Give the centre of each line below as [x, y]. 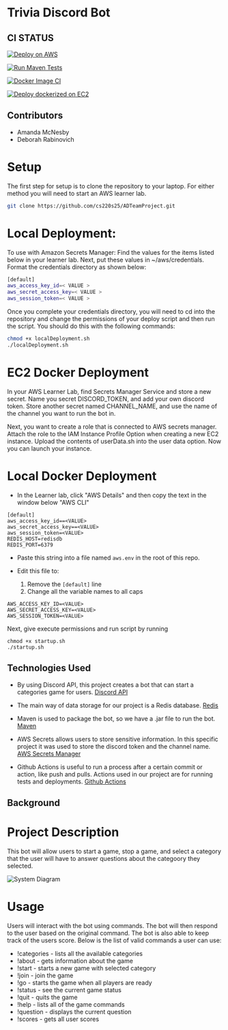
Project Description [63, 832]
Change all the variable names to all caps [85, 591]
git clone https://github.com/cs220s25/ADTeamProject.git [91, 206]
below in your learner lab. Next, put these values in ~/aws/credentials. [106, 260]
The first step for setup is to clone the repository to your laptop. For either [111, 186]
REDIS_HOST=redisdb [35, 539]
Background [33, 803]
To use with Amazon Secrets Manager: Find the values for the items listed [111, 252]
